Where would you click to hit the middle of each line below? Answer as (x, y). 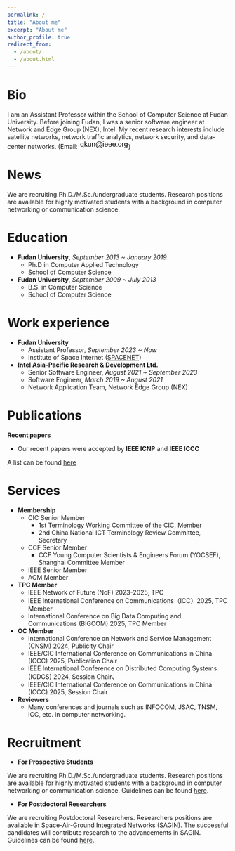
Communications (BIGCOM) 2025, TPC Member (97, 623)
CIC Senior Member (56, 517)
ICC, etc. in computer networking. (77, 714)
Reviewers (33, 699)
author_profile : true (39, 37)
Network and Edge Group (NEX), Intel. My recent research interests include (116, 129)
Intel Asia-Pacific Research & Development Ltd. (88, 365)
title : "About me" (34, 22)
